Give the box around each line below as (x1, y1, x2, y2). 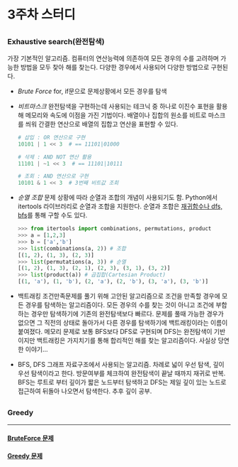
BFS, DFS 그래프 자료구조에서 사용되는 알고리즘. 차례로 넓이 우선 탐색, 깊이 (17, 360, 225, 369)
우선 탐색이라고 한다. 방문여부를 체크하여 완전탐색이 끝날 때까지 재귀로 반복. (17, 369, 226, 377)
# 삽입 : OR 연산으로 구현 (17, 134, 86, 141)
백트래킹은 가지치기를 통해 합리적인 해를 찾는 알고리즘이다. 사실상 (36, 336, 217, 345)
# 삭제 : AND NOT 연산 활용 (17, 154, 92, 161)
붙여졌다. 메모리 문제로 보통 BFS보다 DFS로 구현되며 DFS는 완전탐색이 (17, 328, 212, 336)
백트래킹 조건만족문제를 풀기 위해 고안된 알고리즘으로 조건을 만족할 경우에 (17, 292, 221, 301)
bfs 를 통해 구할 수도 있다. (17, 211, 88, 220)
